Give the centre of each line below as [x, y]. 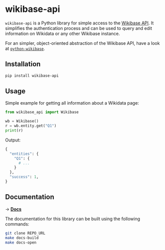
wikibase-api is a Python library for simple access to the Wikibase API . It [80, 23]
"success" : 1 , [24, 177]
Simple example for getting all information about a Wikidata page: [72, 103]
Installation [23, 64]
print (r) [14, 130]
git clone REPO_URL [25, 233]
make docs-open [21, 243]
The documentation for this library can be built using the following [73, 219]
